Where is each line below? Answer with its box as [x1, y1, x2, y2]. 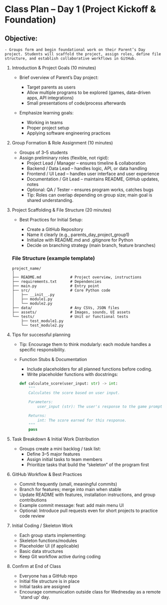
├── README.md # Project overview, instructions [11, 275, 142, 280]
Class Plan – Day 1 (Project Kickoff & [4, 3, 157, 15]
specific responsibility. [19, 346, 66, 353]
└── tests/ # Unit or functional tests [11, 314, 129, 319]
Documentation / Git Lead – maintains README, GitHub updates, [26, 176, 160, 182]
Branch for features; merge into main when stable [19, 486, 122, 492]
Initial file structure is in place [19, 578, 80, 584]
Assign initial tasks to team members [26, 456, 103, 462]
